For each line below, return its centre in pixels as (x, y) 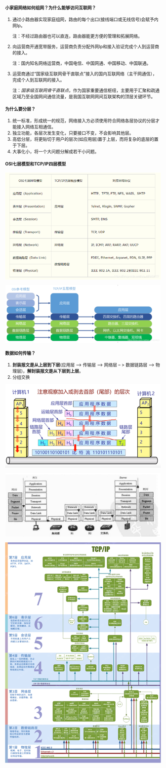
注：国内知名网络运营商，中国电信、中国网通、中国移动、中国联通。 (82, 63)
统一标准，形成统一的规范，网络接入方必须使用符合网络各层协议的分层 (84, 121)
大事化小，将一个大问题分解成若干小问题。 (56, 152)
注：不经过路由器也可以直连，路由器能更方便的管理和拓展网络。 (77, 36)
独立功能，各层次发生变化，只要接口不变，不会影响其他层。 (73, 133)
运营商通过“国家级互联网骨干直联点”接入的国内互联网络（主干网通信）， (84, 74)
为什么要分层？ (20, 109)
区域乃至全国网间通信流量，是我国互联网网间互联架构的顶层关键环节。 (84, 97)
